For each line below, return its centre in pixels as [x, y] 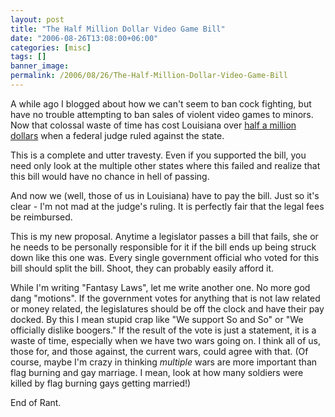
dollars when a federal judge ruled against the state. [117, 135]
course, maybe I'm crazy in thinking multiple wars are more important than [164, 362]
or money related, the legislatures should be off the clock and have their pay [167, 308]
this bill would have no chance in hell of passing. [110, 176]
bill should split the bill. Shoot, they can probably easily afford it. [142, 268]
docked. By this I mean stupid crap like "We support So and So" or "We [157, 319]
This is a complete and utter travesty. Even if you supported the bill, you [158, 155]
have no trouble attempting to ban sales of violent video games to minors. [162, 114]
